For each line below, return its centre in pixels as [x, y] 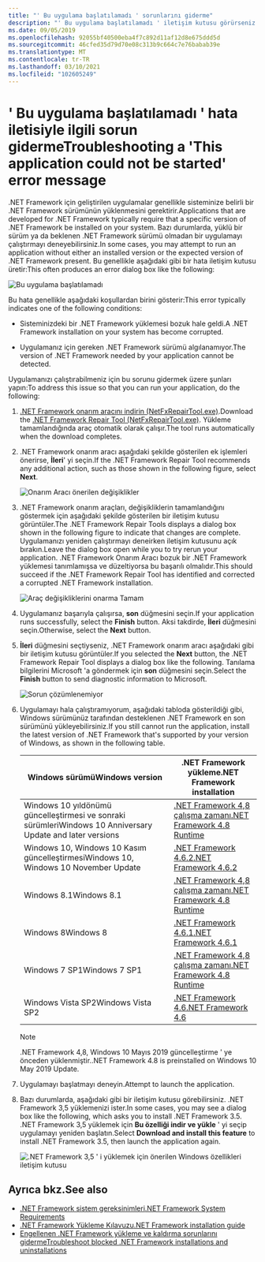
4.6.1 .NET [192, 932]
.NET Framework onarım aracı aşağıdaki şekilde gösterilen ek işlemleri [133, 451]
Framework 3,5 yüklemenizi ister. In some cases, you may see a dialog [133, 1107]
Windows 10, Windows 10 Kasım [85, 847]
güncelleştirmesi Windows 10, [78, 857]
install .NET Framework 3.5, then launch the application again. [120, 1141]
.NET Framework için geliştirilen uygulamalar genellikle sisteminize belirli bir [131, 202]
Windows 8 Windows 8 [65, 932]
